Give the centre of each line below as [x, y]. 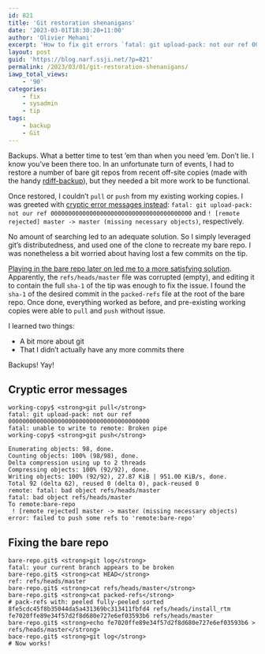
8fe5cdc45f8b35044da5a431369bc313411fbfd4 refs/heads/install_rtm [119, 609]
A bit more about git [52, 341]
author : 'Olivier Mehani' [50, 38]
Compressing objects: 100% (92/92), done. [79, 470]
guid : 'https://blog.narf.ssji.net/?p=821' [81, 60]
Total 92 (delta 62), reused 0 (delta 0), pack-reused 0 [104, 484]
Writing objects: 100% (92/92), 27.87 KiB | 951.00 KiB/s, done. [118, 477]
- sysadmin [40, 103]
